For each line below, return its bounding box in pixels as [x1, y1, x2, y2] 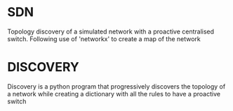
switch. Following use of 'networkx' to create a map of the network [7, 34, 201, 43]
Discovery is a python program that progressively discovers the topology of [7, 82, 226, 91]
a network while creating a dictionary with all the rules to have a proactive [7, 89, 221, 98]
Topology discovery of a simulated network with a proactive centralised [7, 27, 215, 36]
